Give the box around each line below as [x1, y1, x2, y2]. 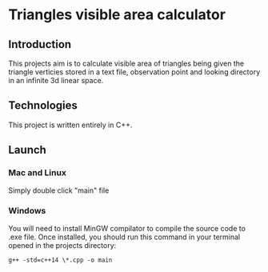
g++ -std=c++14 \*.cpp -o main [8, 256, 113, 264]
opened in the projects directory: [8, 240, 117, 250]
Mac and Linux [8, 167, 66, 178]
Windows [8, 206, 46, 217]
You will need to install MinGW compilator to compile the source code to [8, 223, 246, 233]
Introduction [8, 38, 72, 51]
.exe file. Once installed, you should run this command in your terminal [8, 232, 241, 242]
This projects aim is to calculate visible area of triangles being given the [8, 58, 245, 68]
